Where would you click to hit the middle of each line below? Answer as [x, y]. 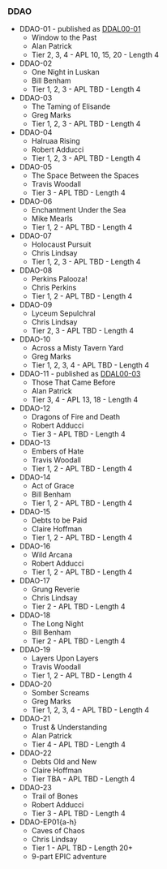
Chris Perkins [54, 288]
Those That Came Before [73, 382]
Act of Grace [53, 486]
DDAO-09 [36, 305]
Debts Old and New [64, 762]
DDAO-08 [36, 270]
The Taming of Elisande [71, 106]
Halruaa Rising [56, 141]
